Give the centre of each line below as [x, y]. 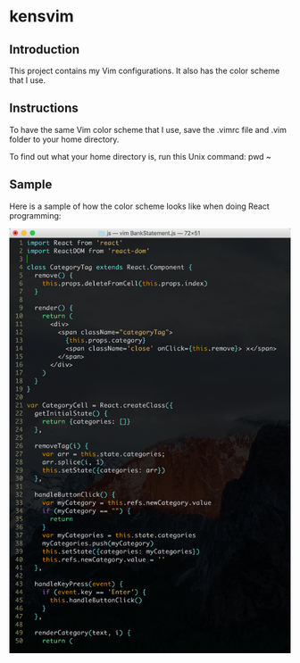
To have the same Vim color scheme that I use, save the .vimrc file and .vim [148, 129]
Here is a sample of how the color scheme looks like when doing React [139, 206]
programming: [35, 215]
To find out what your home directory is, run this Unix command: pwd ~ [141, 156]
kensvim [42, 17]
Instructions [44, 108]
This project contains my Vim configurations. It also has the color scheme [145, 70]
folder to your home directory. [64, 139]
